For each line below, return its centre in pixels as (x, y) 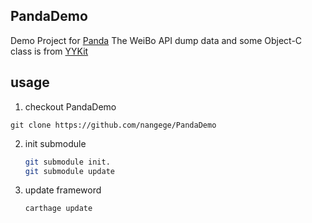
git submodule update (69, 171)
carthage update (58, 209)
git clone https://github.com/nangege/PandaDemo (113, 125)
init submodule (55, 143)
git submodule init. (67, 162)
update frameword (63, 190)
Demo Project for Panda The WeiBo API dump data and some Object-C (156, 40)
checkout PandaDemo (70, 106)
